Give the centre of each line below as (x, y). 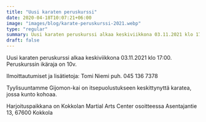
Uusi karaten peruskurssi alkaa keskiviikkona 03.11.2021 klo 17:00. (89, 58)
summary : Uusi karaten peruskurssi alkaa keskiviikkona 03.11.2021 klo (100, 35)
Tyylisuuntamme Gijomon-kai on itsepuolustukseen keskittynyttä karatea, (99, 88)
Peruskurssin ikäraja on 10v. (42, 64)
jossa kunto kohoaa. (32, 94)
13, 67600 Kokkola (30, 113)
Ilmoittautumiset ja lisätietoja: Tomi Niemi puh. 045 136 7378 (82, 76)
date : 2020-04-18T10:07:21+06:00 (49, 18)
